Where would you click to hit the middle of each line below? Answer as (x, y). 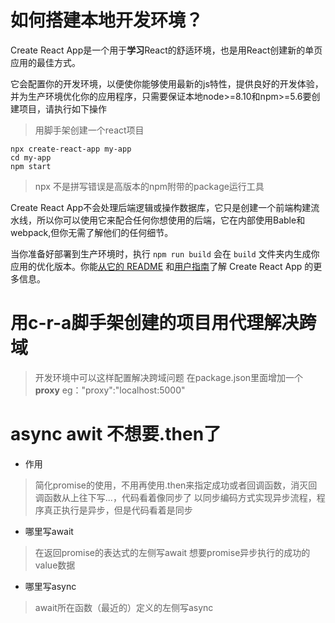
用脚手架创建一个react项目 (89, 130)
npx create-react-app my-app (71, 149)
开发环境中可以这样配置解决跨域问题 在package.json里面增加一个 (169, 377)
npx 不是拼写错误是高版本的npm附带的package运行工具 (149, 186)
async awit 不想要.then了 (116, 434)
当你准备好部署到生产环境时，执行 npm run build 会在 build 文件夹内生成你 (165, 253)
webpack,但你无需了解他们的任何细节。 (92, 232)
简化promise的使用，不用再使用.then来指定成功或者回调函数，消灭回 (176, 485)
